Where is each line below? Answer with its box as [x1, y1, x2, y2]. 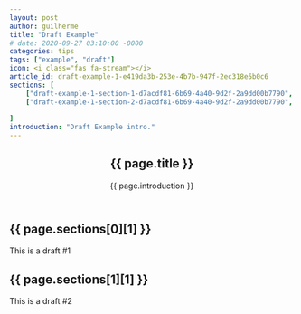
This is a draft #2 [9, 296, 72, 307]
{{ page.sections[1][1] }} [9, 271, 149, 287]
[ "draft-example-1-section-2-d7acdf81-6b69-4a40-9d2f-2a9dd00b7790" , [25, 97, 294, 107]
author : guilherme [9, 22, 79, 31]
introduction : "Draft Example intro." [9, 123, 155, 132]
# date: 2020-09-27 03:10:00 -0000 [9, 38, 144, 48]
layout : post [9, 13, 59, 23]
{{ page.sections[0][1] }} [9, 221, 152, 236]
